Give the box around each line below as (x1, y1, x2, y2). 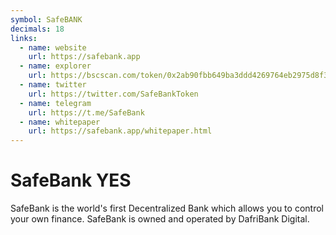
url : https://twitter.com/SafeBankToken (28, 89, 199, 99)
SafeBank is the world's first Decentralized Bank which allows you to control (10, 202, 324, 215)
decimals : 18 (10, 24, 65, 34)
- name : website (19, 42, 87, 53)
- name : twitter (19, 80, 87, 90)
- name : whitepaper (19, 117, 101, 127)
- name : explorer (19, 61, 92, 71)
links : (10, 33, 38, 43)
